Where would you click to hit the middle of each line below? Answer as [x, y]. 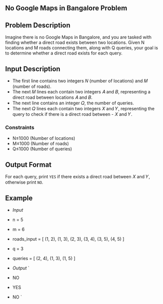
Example [19, 198]
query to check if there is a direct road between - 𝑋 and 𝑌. [72, 114]
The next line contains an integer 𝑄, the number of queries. [73, 103]
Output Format [28, 164]
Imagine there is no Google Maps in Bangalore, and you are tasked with [79, 37]
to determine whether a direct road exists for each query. [64, 53]
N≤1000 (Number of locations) [44, 138]
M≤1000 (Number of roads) [40, 144]
